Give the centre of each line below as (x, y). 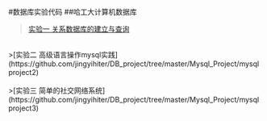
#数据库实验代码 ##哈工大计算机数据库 (73, 12)
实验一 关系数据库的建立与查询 (79, 29)
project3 (22, 108)
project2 (22, 72)
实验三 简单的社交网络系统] (60, 90)
